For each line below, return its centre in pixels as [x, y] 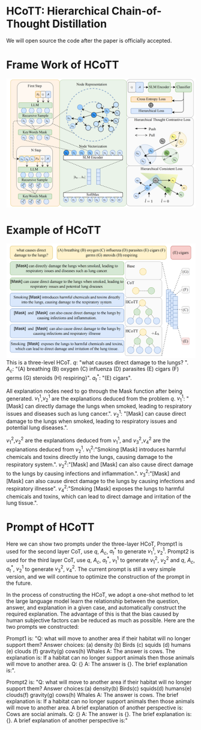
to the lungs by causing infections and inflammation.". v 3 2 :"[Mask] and [93, 473]
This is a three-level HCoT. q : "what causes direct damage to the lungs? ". [97, 363]
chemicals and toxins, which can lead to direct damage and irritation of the [98, 496]
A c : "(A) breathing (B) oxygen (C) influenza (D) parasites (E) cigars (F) [93, 370]
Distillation [79, 24]
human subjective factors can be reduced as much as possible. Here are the [100, 620]
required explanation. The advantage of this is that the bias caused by [92, 614]
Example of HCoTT [54, 230]
